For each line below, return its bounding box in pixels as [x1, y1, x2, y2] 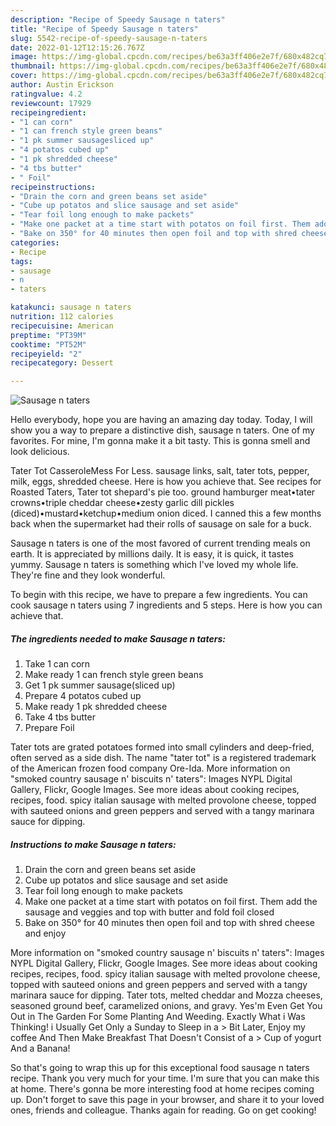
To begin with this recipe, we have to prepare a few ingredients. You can [10, 589, 308, 601]
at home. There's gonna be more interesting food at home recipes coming [10, 1083, 315, 1095]
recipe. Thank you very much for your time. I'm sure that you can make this [10, 1072, 320, 1085]
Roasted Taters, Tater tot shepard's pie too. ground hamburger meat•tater [10, 486, 316, 498]
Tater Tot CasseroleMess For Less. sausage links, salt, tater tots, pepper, [10, 465, 310, 477]
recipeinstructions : [10, 182, 97, 192]
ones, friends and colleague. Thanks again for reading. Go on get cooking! [10, 1104, 317, 1116]
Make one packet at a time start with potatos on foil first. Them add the [24, 896, 318, 908]
